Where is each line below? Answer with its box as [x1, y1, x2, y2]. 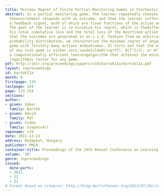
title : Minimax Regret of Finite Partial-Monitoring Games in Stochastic [5, 7, 159, 12]
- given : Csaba [5, 120, 36, 125]
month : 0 [5, 75, 23, 80]
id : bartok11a [5, 71, 34, 75]
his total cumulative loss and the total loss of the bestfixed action [9, 30, 159, 35]
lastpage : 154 [5, 84, 34, 89]
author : [5, 98, 21, 103]
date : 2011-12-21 [5, 134, 41, 139]
